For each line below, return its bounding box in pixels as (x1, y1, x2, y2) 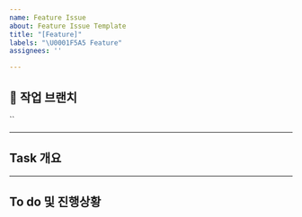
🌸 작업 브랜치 (9, 90, 78, 105)
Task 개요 (9, 151, 62, 166)
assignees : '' (9, 47, 63, 56)
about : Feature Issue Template (9, 22, 127, 30)
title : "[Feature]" (9, 30, 83, 39)
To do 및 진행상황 (9, 195, 102, 210)
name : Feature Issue (9, 13, 87, 22)
